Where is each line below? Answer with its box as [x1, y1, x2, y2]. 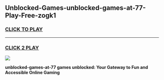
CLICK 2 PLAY [5, 44, 39, 51]
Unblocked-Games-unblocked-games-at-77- [5, 4, 146, 12]
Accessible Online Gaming [5, 69, 60, 75]
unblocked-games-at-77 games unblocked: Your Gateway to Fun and [5, 64, 148, 70]
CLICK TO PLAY [5, 26, 43, 33]
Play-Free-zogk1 [5, 12, 56, 20]
